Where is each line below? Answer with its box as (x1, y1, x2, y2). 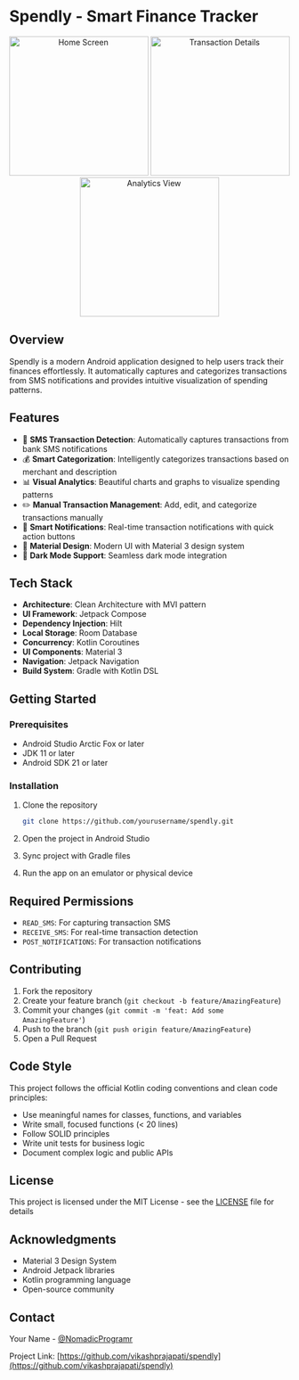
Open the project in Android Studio (21, 834, 150, 844)
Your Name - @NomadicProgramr (9, 1334, 133, 1344)
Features (9, 410, 60, 425)
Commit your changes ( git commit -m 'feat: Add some (21, 1005, 224, 1015)
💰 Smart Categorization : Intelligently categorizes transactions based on (21, 453, 289, 464)
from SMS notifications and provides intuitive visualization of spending (9, 374, 269, 385)
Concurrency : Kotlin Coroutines (21, 637, 140, 648)
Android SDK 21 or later (21, 758, 109, 768)
